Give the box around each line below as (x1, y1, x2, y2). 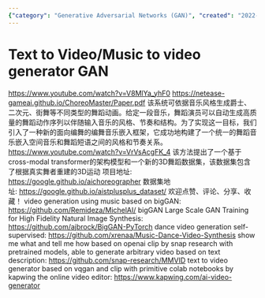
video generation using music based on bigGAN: (23, 196, 181, 206)
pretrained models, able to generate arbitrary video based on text (8, 247, 221, 256)
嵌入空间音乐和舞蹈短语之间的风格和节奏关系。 (14, 137, 167, 147)
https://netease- (172, 88, 226, 98)
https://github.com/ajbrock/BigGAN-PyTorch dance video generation (8, 222, 232, 231)
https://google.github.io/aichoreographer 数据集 (8, 177, 164, 186)
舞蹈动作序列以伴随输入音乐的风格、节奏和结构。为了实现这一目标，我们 (21, 117, 257, 127)
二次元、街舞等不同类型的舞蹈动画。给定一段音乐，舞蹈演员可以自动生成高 (8, 107, 250, 117)
